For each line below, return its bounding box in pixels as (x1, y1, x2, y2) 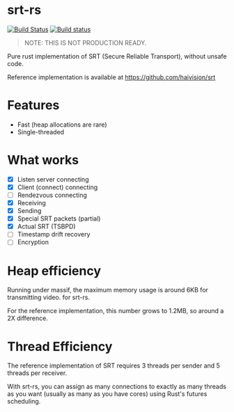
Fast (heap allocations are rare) (17, 120, 107, 129)
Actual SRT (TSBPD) (17, 222, 76, 231)
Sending (17, 207, 42, 215)
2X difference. (7, 314, 49, 322)
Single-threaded (17, 127, 65, 136)
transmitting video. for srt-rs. (7, 293, 91, 301)
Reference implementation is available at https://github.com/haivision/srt (7, 72, 216, 81)
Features (7, 97, 60, 113)
